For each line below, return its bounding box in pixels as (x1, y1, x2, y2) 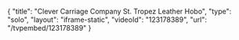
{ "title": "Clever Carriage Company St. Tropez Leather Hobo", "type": (7, 7, 232, 16)
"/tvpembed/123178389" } (7, 24, 92, 32)
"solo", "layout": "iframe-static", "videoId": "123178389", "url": (7, 15, 208, 24)
